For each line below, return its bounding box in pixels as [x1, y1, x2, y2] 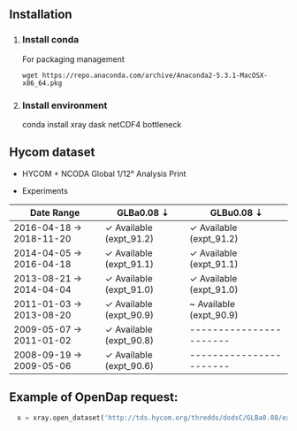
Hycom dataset [9, 145, 95, 160]
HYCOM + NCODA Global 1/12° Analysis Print [21, 168, 187, 179]
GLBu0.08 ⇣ [209, 206, 263, 219]
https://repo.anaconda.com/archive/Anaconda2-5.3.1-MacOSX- [42, 71, 268, 80]
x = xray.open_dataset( [17, 413, 104, 422]
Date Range [29, 206, 80, 219]
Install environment [21, 99, 108, 112]
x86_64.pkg [21, 79, 63, 88]
